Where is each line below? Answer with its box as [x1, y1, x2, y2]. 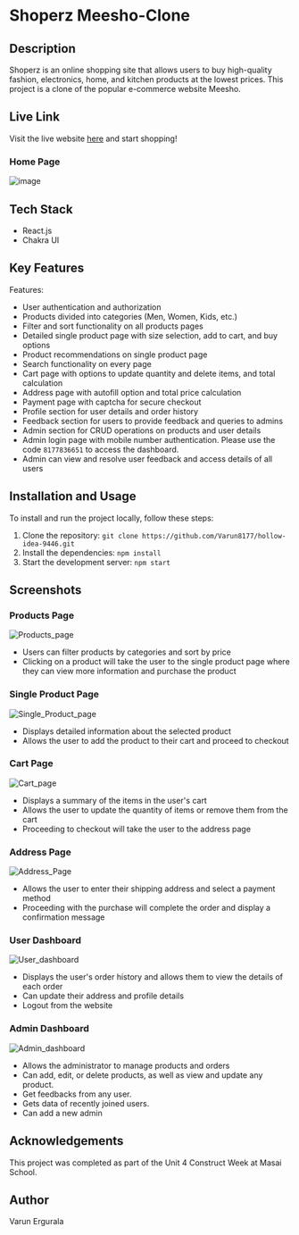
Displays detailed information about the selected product [21, 725, 232, 737]
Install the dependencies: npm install [21, 547, 162, 558]
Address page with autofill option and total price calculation [21, 387, 242, 397]
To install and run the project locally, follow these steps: [9, 513, 214, 523]
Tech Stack [9, 202, 73, 217]
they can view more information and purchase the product [21, 666, 237, 677]
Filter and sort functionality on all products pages [21, 321, 203, 331]
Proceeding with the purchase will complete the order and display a [21, 903, 270, 914]
